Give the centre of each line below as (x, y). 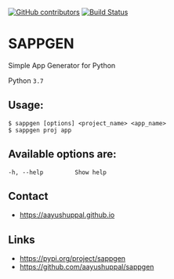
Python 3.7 (26, 80)
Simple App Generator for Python (62, 65)
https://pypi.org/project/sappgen (72, 259)
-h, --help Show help (58, 172)
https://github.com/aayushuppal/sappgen (87, 267)
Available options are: (62, 154)
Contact (28, 196)
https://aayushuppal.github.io (67, 215)
